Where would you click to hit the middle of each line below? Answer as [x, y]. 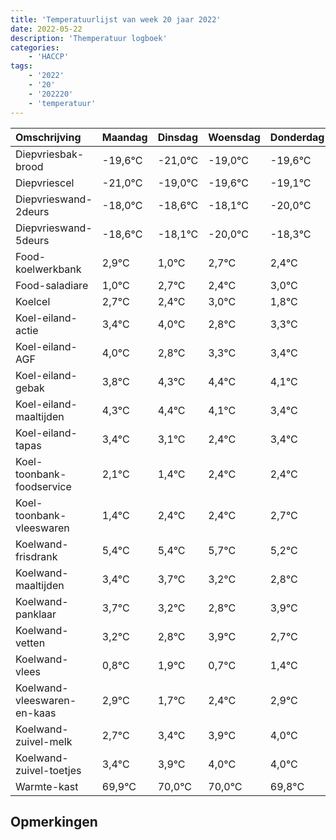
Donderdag [297, 137]
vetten [30, 643]
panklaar [36, 614]
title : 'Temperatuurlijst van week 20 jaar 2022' [116, 19]
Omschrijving [48, 137]
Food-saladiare [52, 285]
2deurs [32, 211]
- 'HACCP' [49, 57]
